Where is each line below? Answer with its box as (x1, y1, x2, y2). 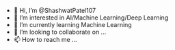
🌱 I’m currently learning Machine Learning (13, 21, 132, 28)
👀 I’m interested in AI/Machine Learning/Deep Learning (13, 14, 169, 22)
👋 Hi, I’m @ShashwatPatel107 (13, 7, 96, 14)
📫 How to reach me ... (13, 36, 77, 43)
